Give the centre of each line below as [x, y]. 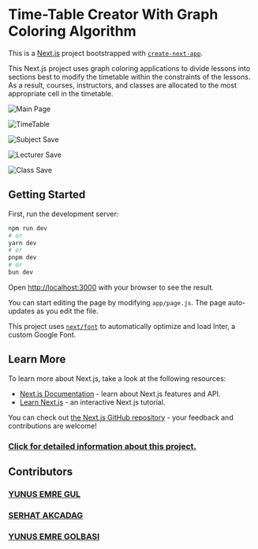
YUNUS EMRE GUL [45, 494]
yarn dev [22, 243]
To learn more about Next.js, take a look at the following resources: [117, 378]
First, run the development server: [64, 214]
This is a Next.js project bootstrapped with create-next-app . [106, 53]
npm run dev [28, 228]
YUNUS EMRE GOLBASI [54, 536]
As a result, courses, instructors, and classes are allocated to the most [122, 85]
